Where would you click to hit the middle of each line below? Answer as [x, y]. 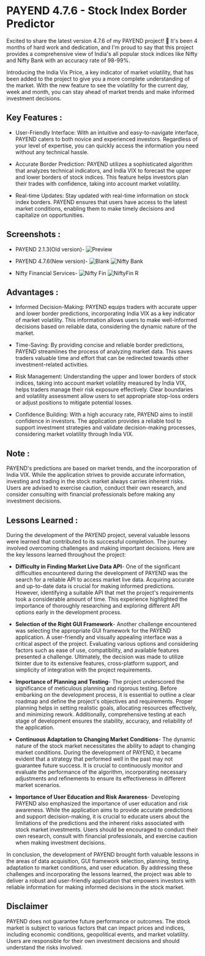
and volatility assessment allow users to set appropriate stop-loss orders [107, 396]
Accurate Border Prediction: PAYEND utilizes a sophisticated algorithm [104, 164]
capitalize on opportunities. [50, 215]
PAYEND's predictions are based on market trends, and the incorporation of [102, 468]
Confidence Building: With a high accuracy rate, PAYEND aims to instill [104, 415]
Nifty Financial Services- [46, 273]
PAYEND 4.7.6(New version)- [51, 261]
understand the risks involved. [44, 947]
